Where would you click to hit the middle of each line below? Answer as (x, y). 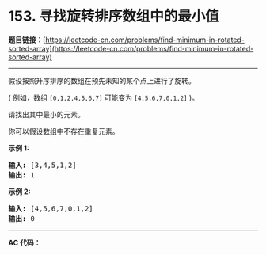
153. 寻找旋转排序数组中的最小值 (114, 16)
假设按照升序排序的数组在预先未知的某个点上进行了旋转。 (102, 81)
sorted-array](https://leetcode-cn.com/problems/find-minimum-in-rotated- (131, 48)
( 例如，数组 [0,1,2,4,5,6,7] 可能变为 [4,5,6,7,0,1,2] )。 (104, 97)
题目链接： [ (27, 40)
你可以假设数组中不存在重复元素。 (64, 131)
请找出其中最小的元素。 (46, 114)
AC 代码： (25, 242)
